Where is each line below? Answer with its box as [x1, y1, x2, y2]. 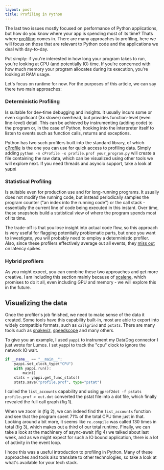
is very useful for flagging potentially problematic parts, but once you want [5, 230, 156, 236]
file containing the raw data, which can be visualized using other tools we [5, 155, 153, 161]
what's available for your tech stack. [5, 460, 78, 466]
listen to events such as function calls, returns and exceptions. [5, 130, 131, 136]
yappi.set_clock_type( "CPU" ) [14, 362, 73, 366]
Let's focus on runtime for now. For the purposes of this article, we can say [5, 80, 157, 86]
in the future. [5, 285, 31, 290]
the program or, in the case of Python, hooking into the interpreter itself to [5, 125, 154, 131]
